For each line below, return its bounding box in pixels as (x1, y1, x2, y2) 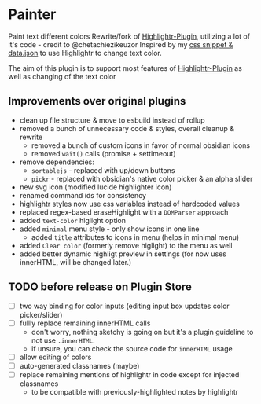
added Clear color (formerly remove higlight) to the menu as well (19, 241, 233, 250)
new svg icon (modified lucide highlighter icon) (19, 182, 172, 192)
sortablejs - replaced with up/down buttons (31, 165, 175, 174)
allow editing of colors (19, 352, 92, 362)
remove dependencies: (19, 157, 94, 167)
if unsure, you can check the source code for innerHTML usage (31, 343, 233, 353)
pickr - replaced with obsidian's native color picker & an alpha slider (31, 174, 253, 183)
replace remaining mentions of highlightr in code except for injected (19, 369, 240, 379)
